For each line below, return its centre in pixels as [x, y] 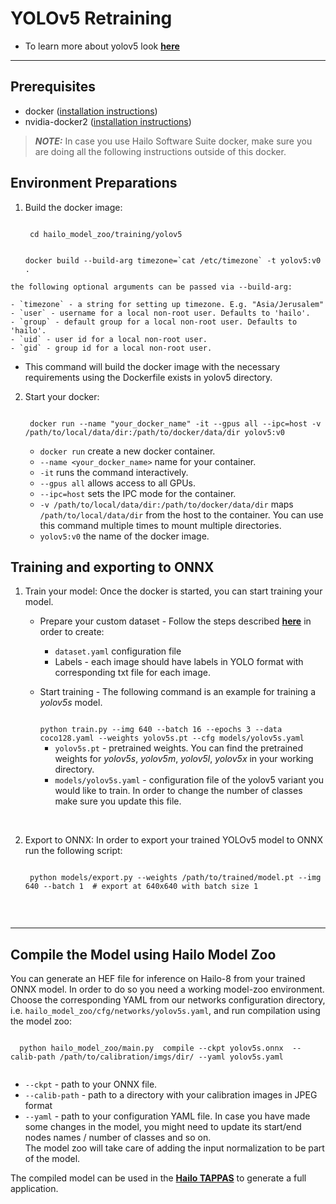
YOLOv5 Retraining [91, 18]
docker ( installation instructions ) [91, 111]
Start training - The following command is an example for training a [177, 692]
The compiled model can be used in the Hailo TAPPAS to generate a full [158, 1178]
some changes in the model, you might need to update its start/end [163, 1127]
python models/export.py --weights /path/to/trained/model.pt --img [175, 878]
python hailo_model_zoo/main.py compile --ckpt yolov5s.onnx [151, 1048]
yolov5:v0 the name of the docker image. [124, 536]
